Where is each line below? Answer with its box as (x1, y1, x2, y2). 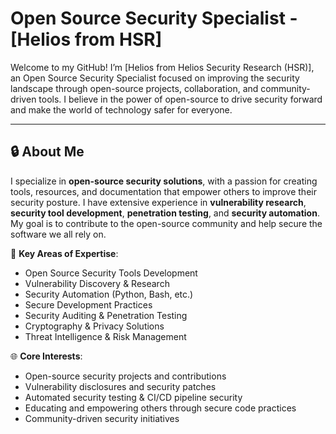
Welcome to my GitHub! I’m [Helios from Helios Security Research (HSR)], (10, 61, 315, 73)
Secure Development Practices (24, 298, 153, 311)
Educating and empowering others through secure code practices (24, 402, 297, 414)
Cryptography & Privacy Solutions (24, 320, 165, 332)
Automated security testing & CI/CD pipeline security (24, 391, 243, 403)
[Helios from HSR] (10, 28, 163, 51)
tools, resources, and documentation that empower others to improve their (10, 185, 317, 197)
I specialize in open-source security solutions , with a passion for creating (10, 175, 318, 187)
